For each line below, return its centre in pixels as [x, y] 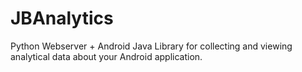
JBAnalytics [62, 18]
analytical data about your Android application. [106, 56]
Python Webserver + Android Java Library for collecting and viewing [151, 46]
